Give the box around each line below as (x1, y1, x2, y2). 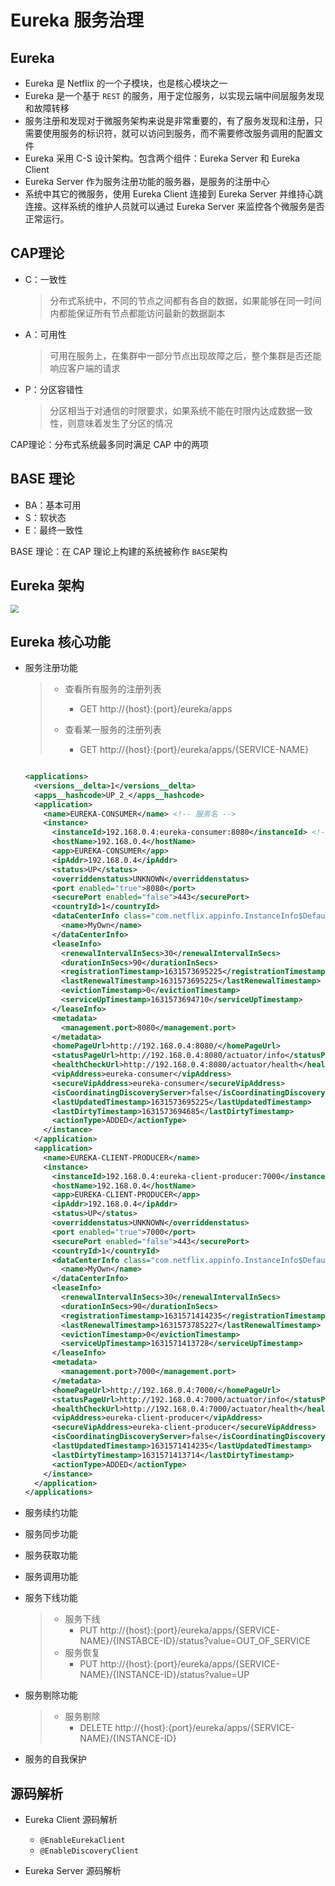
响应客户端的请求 (49, 362, 121, 374)
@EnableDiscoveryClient (39, 1846, 140, 1856)
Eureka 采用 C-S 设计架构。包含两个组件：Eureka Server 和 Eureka (24, 152, 301, 164)
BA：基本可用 (24, 499, 82, 511)
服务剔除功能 (24, 1689, 78, 1701)
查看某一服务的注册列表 (64, 724, 162, 736)
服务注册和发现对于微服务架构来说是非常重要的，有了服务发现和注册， (24, 115, 315, 126)
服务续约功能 (24, 1507, 78, 1519)
